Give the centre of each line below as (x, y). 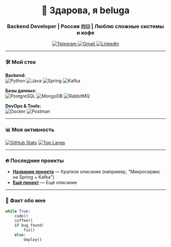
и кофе (85, 33)
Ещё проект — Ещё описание (45, 183)
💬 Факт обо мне (25, 201)
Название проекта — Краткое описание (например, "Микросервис (87, 172)
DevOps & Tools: (23, 106)
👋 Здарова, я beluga (85, 10)
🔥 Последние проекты (35, 160)
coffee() (24, 221)
